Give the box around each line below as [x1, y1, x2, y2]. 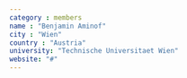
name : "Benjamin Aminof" [9, 22, 106, 30]
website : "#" [9, 55, 58, 64]
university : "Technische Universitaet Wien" [9, 47, 179, 56]
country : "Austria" [9, 38, 87, 48]
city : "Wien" [9, 30, 63, 39]
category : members [9, 13, 83, 22]
